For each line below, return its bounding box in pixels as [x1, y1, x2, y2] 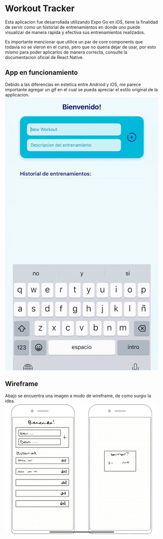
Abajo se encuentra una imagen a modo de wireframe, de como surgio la [5, 393, 151, 399]
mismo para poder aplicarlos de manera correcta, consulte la [5, 49, 127, 55]
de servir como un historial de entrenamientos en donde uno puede [5, 24, 140, 30]
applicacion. [5, 92, 30, 97]
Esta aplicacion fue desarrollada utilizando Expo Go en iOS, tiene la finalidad [5, 19, 158, 25]
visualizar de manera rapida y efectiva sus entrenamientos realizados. [5, 29, 145, 35]
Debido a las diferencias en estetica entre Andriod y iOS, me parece [5, 81, 141, 87]
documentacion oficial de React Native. [5, 54, 84, 60]
